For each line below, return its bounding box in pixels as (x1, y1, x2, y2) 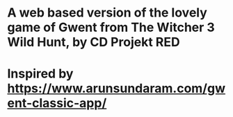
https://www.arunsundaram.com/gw (7, 81, 226, 96)
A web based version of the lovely (7, 5, 207, 21)
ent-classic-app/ (7, 96, 107, 111)
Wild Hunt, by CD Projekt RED (7, 35, 180, 50)
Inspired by (7, 66, 74, 82)
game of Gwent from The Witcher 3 (7, 19, 216, 35)
